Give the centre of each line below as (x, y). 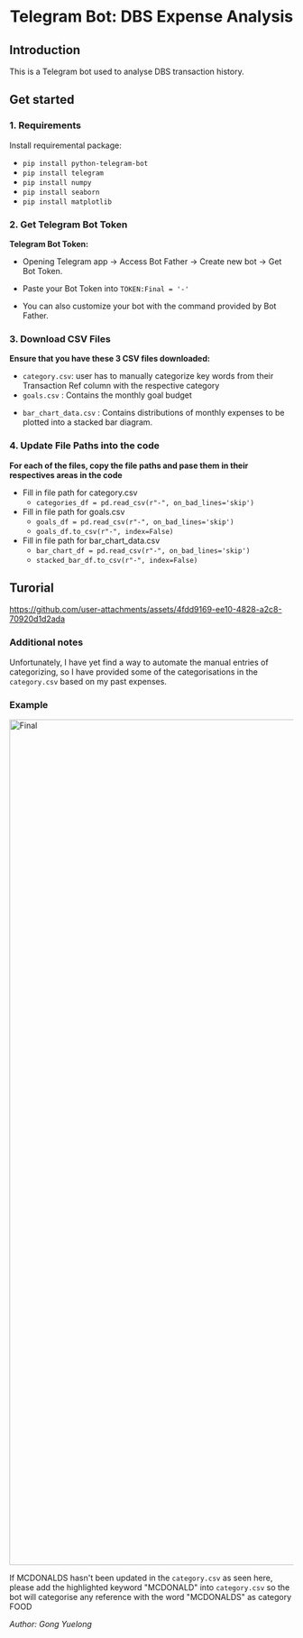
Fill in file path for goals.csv (73, 511)
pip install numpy (57, 182)
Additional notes (46, 642)
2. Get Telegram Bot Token (69, 225)
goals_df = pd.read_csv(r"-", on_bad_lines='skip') (135, 522)
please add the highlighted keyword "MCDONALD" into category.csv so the (150, 1587)
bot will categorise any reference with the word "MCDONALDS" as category (151, 1597)
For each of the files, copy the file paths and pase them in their (129, 465)
